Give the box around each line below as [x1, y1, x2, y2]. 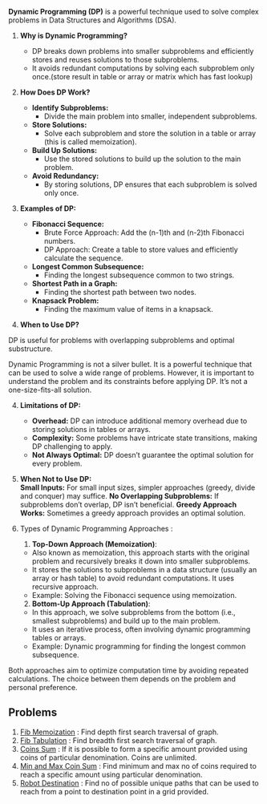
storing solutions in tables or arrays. [31, 425, 151, 434]
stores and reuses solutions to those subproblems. [31, 55, 200, 64]
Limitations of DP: [19, 401, 82, 410]
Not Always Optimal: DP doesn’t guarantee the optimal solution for [31, 450, 254, 459]
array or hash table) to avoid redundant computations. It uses [31, 573, 235, 583]
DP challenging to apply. [31, 442, 113, 451]
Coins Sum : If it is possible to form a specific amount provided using [19, 744, 248, 753]
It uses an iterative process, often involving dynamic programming [31, 624, 251, 634]
